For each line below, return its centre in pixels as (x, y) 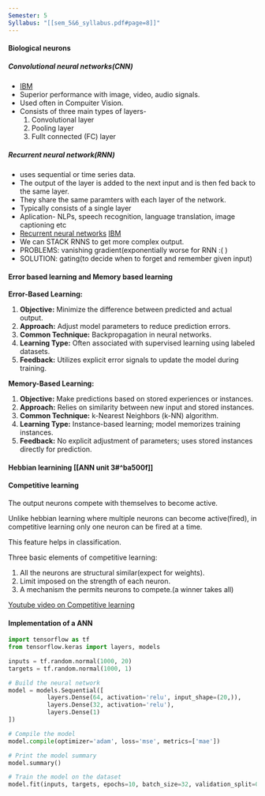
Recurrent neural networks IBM (70, 233)
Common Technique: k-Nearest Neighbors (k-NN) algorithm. (119, 416)
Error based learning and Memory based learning (91, 277)
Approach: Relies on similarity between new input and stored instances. (137, 407)
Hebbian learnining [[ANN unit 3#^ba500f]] (81, 467)
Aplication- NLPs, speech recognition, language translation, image (127, 217)
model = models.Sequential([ (56, 690)
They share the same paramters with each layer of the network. (123, 200)
